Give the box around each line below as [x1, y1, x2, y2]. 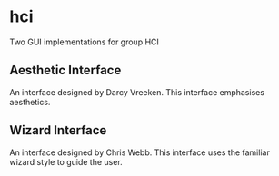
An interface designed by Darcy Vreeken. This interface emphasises [9, 86, 265, 97]
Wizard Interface [9, 122, 107, 138]
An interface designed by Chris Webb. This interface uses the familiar [9, 147, 270, 158]
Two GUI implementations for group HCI [9, 36, 159, 47]
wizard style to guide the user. [9, 156, 123, 167]
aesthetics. [9, 96, 51, 107]
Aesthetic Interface [9, 63, 122, 78]
